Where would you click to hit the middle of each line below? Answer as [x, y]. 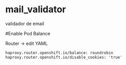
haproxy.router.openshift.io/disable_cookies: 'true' [64, 57]
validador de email [25, 24]
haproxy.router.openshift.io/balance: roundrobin [59, 53]
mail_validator [36, 9]
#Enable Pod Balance [28, 33]
